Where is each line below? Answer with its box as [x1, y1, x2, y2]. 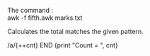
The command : [7, 6, 54, 14]
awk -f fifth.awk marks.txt [7, 13, 83, 22]
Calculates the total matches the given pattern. [7, 28, 144, 35]
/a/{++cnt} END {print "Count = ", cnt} [7, 41, 118, 49]
